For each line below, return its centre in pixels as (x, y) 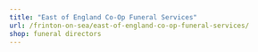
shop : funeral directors (55, 33)
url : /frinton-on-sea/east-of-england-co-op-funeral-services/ (129, 26)
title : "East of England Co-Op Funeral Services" (104, 17)
